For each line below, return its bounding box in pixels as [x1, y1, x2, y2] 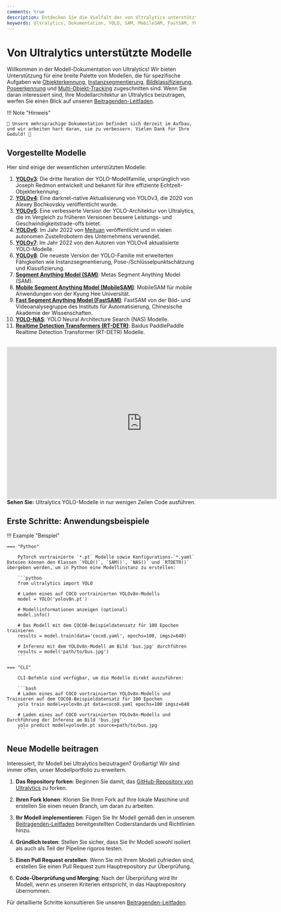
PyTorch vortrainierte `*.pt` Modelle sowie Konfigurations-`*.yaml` [17, 554, 195, 560]
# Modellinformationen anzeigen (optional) [17, 606, 128, 613]
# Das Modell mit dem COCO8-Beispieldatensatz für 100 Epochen [17, 622, 179, 628]
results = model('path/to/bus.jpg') [17, 648, 110, 655]
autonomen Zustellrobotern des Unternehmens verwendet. [15, 233, 161, 240]
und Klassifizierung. [15, 265, 65, 272]
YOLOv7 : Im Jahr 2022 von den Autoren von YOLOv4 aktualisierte [15, 239, 179, 246]
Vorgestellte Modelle [7, 148, 86, 158]
